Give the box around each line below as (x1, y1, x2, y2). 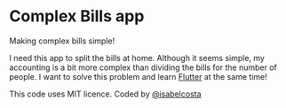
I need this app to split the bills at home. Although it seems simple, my (9, 52, 265, 63)
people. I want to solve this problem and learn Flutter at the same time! (9, 71, 268, 81)
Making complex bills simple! (9, 35, 115, 46)
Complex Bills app (9, 6, 145, 27)
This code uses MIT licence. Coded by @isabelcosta (9, 89, 202, 99)
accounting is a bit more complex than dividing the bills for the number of (9, 62, 278, 73)
